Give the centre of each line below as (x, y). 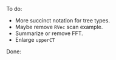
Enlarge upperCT (35, 40)
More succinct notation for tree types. (63, 20)
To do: (14, 9)
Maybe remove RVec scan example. (59, 27)
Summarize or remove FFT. (49, 33)
